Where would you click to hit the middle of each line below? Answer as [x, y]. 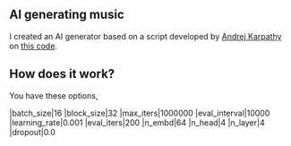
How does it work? [62, 74]
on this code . [34, 46]
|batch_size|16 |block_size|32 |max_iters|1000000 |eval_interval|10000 [140, 113]
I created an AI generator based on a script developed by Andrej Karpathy [145, 36]
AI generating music [67, 15]
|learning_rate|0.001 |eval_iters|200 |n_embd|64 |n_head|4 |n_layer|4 [137, 122]
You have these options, [54, 95]
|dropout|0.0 [33, 132]
